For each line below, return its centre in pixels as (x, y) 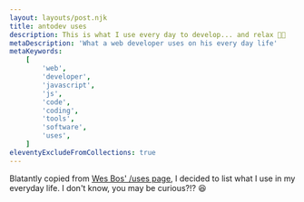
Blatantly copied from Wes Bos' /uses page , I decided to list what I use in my (152, 178)
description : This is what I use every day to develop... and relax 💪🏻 (147, 34)
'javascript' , (69, 85)
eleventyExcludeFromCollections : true (83, 152)
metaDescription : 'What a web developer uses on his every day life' (144, 43)
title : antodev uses (49, 26)
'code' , (56, 102)
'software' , (65, 128)
